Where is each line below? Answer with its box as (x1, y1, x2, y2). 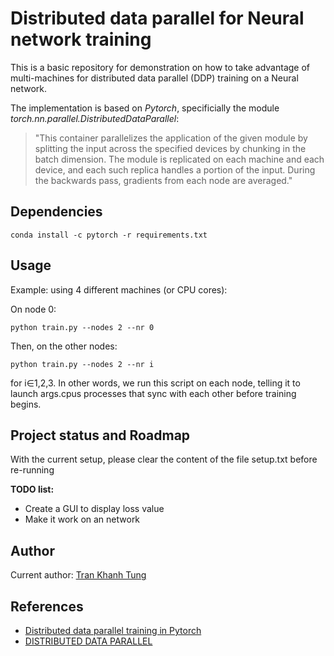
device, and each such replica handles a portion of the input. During (34, 163, 316, 176)
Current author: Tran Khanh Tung (10, 569, 147, 581)
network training (10, 28, 152, 51)
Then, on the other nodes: (10, 340, 118, 352)
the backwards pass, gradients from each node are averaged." (34, 174, 293, 186)
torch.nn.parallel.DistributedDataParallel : (10, 112, 180, 124)
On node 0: (10, 303, 57, 315)
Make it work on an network (24, 513, 141, 526)
